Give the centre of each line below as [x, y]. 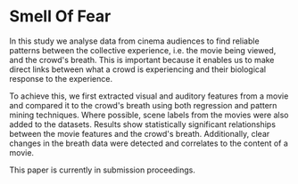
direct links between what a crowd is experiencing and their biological [137, 69]
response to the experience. [61, 78]
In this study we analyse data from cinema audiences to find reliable [135, 41]
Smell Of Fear [60, 16]
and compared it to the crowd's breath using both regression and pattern [143, 105]
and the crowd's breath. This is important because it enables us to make [142, 60]
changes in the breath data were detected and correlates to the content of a [149, 143]
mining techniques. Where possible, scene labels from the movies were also [149, 115]
